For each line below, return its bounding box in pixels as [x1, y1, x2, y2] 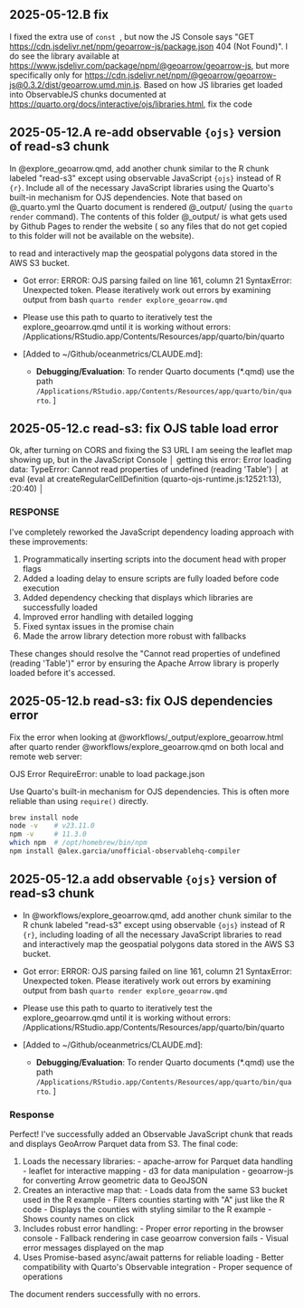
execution [22, 583, 61, 593]
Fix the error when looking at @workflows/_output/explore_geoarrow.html [9, 732, 284, 743]
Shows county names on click [22, 1214, 135, 1225]
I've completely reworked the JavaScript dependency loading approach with [9, 526, 294, 537]
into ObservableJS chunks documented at [9, 89, 166, 100]
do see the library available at [9, 50, 119, 62]
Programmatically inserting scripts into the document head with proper [22, 554, 287, 564]
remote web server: [9, 751, 83, 762]
